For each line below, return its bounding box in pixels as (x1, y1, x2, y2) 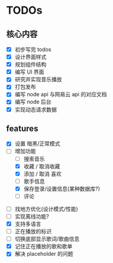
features (6, 123, 39, 133)
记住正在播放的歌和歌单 (14, 243, 73, 250)
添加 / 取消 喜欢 (23, 170, 62, 177)
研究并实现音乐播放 (14, 76, 62, 83)
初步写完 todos (14, 46, 52, 53)
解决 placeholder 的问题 (14, 250, 73, 258)
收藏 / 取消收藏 (23, 163, 61, 170)
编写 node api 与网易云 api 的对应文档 (14, 91, 107, 98)
